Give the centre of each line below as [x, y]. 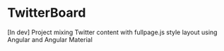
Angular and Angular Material [50, 39]
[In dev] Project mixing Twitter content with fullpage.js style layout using [112, 32]
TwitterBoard [47, 13]
